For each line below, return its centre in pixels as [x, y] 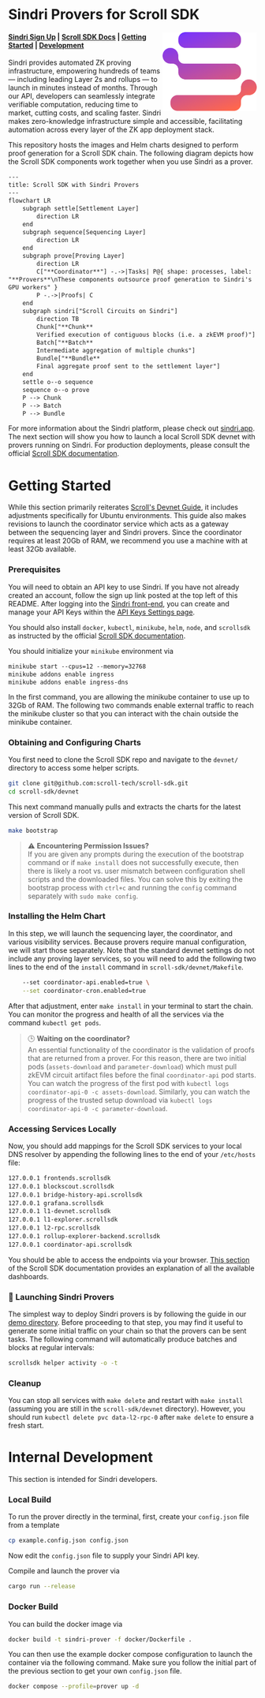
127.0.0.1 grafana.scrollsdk [56, 1203]
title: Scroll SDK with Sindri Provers [74, 185]
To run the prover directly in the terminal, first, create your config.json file [129, 1517]
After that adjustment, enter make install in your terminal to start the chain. [131, 1006]
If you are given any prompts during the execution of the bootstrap [136, 854]
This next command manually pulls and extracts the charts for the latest [125, 807]
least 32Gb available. [42, 549]
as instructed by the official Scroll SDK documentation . [97, 636]
